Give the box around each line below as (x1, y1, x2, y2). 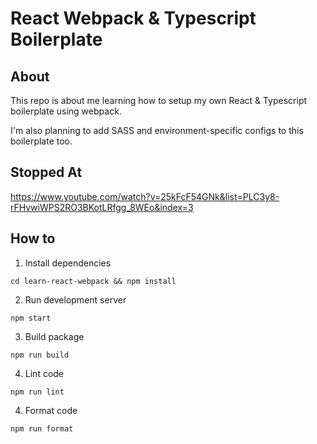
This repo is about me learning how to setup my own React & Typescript (10, 95, 308, 106)
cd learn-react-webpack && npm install (10, 276, 177, 286)
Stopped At (10, 164, 83, 181)
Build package (24, 330, 85, 342)
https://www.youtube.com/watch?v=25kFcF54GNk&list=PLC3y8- (10, 190, 280, 202)
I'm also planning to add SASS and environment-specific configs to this (10, 125, 304, 136)
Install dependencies (24, 257, 112, 269)
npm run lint (10, 387, 65, 397)
